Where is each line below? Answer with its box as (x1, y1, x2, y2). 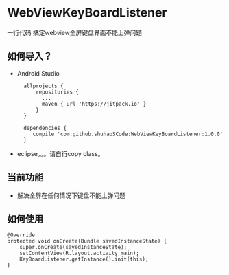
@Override (7, 232, 36, 239)
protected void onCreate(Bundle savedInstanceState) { (7, 238, 167, 245)
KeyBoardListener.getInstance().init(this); (19, 256, 149, 263)
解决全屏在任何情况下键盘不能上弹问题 (16, 191, 125, 199)
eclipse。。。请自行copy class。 (16, 149, 104, 157)
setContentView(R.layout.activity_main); (19, 250, 139, 257)
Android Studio (16, 69, 60, 77)
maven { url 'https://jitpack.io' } (42, 100, 147, 107)
